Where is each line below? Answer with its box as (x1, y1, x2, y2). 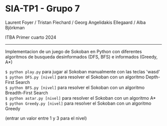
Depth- (146, 74, 161, 80)
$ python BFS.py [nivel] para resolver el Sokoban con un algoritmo (5, 84, 145, 90)
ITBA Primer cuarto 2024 (5, 34, 57, 40)
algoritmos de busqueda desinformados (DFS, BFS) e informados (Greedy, (5, 54, 158, 60)
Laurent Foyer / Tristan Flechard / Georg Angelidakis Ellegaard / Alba (5, 19, 146, 25)
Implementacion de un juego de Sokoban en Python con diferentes (5, 48, 142, 55)
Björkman (5, 24, 25, 30)
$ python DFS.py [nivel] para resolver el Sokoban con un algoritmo (5, 74, 145, 80)
